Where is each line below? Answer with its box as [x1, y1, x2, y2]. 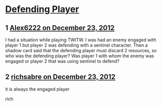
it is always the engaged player [5, 86, 69, 92]
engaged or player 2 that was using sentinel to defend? [5, 58, 120, 64]
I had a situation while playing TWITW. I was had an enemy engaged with [5, 37, 156, 43]
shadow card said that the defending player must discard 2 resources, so [5, 48, 157, 53]
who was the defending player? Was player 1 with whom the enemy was [5, 53, 154, 59]
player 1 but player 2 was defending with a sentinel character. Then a [5, 42, 148, 48]
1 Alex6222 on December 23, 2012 [5, 24, 115, 32]
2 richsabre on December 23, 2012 [5, 73, 116, 81]
